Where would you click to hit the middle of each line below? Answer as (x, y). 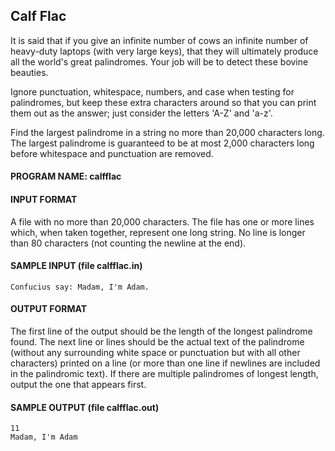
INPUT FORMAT (44, 199)
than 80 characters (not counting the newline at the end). (128, 243)
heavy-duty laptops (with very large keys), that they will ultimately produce (164, 51)
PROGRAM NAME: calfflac (66, 176)
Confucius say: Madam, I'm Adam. (80, 287)
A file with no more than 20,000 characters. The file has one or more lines (162, 221)
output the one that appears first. (78, 385)
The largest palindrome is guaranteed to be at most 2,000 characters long (162, 143)
